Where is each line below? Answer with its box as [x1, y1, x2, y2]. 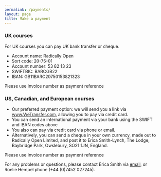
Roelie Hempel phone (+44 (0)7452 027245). [4, 166, 95, 172]
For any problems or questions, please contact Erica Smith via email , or [4, 161, 147, 167]
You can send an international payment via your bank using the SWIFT [11, 117, 153, 122]
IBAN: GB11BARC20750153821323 [11, 74, 80, 79]
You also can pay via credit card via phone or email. [11, 127, 115, 133]
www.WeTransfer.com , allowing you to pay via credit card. [11, 111, 128, 117]
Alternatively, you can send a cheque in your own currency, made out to [11, 132, 156, 138]
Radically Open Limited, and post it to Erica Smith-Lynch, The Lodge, [11, 137, 150, 143]
